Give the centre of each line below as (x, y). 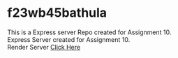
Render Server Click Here (44, 47)
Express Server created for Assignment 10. (69, 39)
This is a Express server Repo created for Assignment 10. (89, 32)
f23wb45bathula (57, 13)
